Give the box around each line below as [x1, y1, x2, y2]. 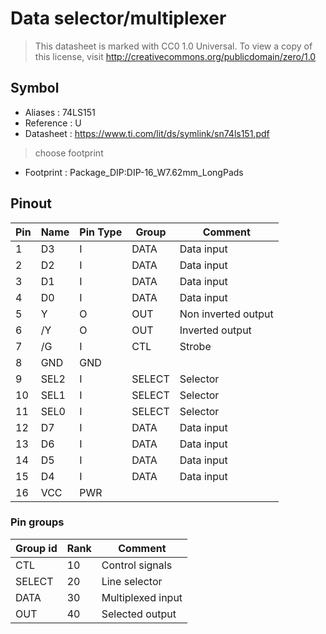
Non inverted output [179, 307, 274, 321]
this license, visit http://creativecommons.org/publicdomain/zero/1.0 [34, 50, 317, 62]
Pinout [10, 195, 53, 212]
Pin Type [79, 225, 123, 239]
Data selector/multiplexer [10, 7, 227, 30]
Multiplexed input [101, 590, 183, 604]
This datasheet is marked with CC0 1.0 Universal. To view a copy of [34, 40, 313, 52]
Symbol [10, 80, 60, 97]
